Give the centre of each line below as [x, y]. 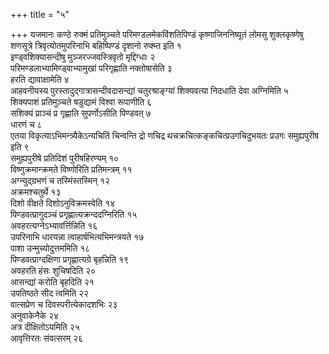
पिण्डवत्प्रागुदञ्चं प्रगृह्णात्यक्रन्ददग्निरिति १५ [74, 214]
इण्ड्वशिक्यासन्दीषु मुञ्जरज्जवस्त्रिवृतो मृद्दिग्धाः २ [83, 57]
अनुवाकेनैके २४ [35, 315]
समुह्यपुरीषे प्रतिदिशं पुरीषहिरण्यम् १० [65, 158]
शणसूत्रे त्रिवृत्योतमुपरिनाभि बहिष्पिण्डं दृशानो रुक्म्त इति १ [96, 45]
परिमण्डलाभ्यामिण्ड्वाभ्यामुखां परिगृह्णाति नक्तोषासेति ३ [91, 68]
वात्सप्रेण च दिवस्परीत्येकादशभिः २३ [64, 304]
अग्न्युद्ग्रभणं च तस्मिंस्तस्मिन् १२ [60, 180]
